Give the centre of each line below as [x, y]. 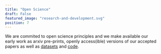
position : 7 [17, 23]
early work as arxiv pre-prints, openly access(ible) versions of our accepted [81, 42]
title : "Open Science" [28, 9]
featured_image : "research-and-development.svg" [55, 18]
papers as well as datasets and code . [42, 46]
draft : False [18, 14]
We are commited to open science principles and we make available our [77, 36]
